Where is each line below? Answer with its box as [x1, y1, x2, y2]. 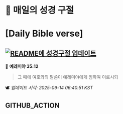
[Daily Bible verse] [5, 28, 83, 39]
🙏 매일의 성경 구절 [5, 5, 74, 16]
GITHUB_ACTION [5, 101, 60, 109]
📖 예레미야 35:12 [5, 63, 39, 69]
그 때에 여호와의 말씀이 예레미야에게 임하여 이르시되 [17, 74, 118, 80]
